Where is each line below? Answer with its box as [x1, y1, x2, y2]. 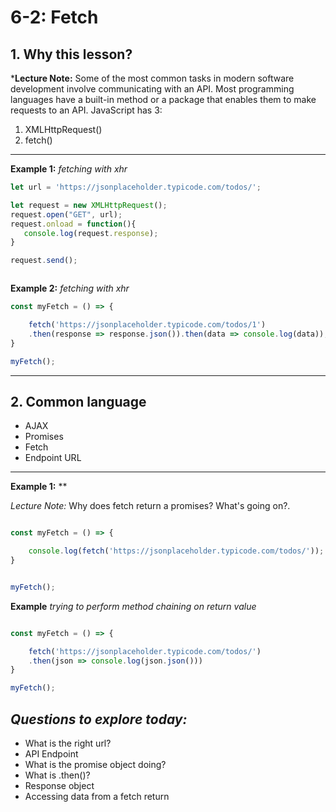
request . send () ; [10, 256, 78, 266]
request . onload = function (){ [10, 219, 137, 229]
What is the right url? [24, 737, 112, 749]
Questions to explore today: [10, 711, 188, 728]
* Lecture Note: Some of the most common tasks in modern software [10, 72, 295, 84]
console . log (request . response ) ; [23, 228, 159, 238]
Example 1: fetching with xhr [10, 163, 128, 175]
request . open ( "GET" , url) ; [10, 209, 123, 220]
